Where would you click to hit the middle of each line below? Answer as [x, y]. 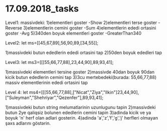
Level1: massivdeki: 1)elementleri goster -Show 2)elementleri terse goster [81, 22]
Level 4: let [17, 92]
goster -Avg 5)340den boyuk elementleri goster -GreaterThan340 [73, 33]
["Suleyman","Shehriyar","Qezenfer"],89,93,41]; [54, 97]
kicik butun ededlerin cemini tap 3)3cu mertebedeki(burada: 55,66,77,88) [81, 77]
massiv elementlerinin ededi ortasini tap [47, 82]
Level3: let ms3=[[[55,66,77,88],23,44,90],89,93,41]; [60, 62]
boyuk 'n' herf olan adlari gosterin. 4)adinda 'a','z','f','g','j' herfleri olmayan [82, 117]
